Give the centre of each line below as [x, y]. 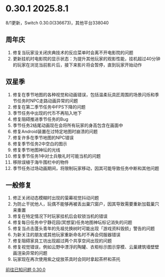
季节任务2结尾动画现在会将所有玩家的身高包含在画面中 [68, 125]
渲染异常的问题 [32, 253]
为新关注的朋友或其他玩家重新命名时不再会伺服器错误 [67, 235]
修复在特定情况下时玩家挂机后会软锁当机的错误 [60, 216]
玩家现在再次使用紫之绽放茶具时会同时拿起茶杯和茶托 [67, 259]
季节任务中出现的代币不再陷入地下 [47, 113]
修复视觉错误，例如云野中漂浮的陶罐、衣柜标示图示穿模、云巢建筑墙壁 [84, 247]
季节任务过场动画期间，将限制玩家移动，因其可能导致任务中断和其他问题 [86, 168]
